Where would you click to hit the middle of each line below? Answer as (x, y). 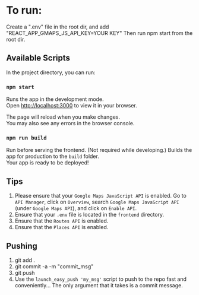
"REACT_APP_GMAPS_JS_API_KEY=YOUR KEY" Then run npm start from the (99, 33)
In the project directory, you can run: (51, 72)
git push (25, 272)
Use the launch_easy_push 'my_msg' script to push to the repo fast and (101, 279)
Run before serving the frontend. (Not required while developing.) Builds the (99, 150)
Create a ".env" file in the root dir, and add (58, 27)
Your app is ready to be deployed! (48, 163)
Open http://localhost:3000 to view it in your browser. (72, 106)
